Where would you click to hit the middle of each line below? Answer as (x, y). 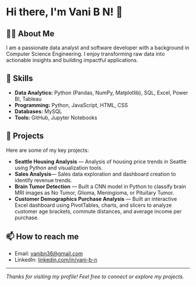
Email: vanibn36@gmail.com (49, 254)
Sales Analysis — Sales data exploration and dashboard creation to (95, 174)
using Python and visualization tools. (59, 168)
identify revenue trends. (43, 180)
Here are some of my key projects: (48, 150)
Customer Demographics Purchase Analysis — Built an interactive (96, 199)
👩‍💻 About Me (30, 34)
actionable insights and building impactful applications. (72, 60)
